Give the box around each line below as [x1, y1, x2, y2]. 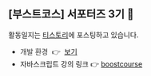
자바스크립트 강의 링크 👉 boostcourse [19, 59, 143, 69]
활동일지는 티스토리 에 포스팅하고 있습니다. [8, 30, 139, 40]
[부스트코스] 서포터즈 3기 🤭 [8, 7, 134, 21]
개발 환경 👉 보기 [19, 47, 77, 56]
